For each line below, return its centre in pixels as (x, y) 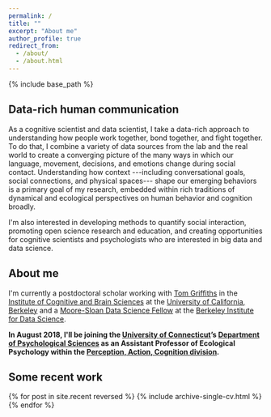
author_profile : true (45, 38)
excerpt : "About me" (43, 31)
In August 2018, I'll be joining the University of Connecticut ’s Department (134, 334)
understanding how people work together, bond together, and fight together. (135, 138)
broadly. (22, 206)
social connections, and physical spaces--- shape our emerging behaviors (133, 181)
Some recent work (55, 377)
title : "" (25, 23)
